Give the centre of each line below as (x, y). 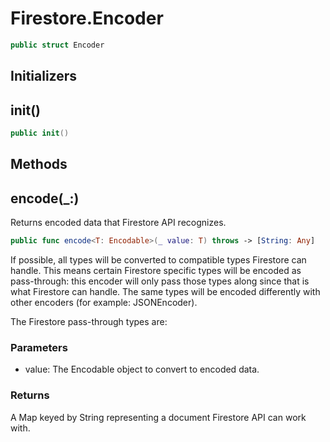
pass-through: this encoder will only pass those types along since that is (160, 281)
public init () (40, 133)
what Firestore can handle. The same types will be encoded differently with (165, 291)
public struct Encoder (57, 45)
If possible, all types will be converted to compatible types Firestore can (158, 259)
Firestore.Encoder (87, 18)
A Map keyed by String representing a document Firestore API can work (158, 417)
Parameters (39, 347)
